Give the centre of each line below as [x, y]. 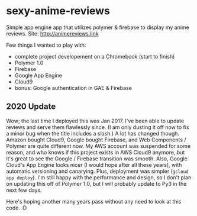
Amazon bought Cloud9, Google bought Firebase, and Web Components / [96, 140]
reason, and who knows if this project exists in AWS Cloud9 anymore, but [96, 152]
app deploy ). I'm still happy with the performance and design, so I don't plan [99, 177]
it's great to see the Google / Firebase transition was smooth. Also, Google [97, 159]
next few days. [24, 190]
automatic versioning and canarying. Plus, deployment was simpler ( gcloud [97, 171]
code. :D [17, 208]
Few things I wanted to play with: [46, 45]
